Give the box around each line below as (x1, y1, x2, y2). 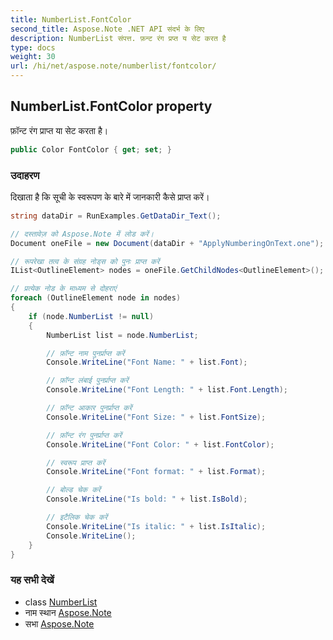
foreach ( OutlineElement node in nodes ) (10, 293, 182, 303)
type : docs (10, 42, 56, 53)
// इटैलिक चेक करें (46, 512, 108, 523)
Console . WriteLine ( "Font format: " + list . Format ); (46, 467, 267, 477)
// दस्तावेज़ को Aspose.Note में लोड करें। (10, 229, 154, 239)
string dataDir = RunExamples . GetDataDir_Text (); (10, 211, 222, 221)
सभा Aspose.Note (24, 617, 95, 630)
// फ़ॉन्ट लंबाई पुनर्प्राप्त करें (46, 376, 129, 386)
